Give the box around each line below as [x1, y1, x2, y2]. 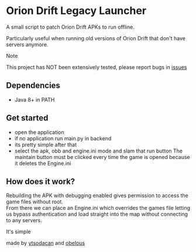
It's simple [6, 228, 31, 235]
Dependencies [6, 81, 60, 91]
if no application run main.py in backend [14, 134, 112, 141]
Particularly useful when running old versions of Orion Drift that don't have [6, 34, 186, 42]
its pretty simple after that [14, 141, 77, 148]
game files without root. [6, 198, 63, 205]
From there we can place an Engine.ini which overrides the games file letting [6, 205, 191, 212]
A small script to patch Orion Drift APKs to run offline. [6, 23, 135, 30]
